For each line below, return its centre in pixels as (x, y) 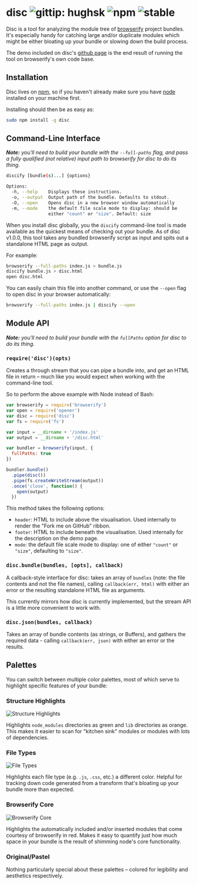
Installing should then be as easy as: (50, 109)
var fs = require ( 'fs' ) (35, 421)
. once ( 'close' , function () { (47, 486)
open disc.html (25, 277)
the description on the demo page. (56, 539)
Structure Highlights (36, 701)
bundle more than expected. (40, 789)
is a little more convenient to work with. (54, 607)
